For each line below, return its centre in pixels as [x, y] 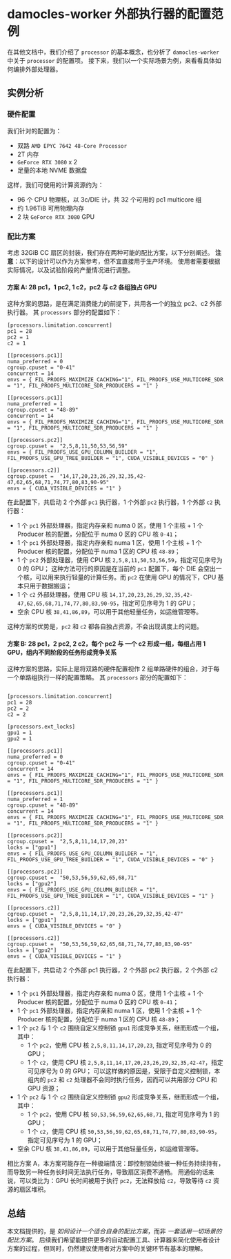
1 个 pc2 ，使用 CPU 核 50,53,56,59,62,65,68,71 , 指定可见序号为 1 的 [123, 1114]
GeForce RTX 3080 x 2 [47, 162]
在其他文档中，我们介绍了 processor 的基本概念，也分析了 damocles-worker [113, 52]
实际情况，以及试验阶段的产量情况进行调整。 [71, 269]
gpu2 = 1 [20, 739]
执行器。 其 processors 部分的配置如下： [64, 312]
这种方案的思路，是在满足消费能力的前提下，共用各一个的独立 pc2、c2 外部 [114, 304]
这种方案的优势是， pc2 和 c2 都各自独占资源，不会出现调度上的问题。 [105, 626]
